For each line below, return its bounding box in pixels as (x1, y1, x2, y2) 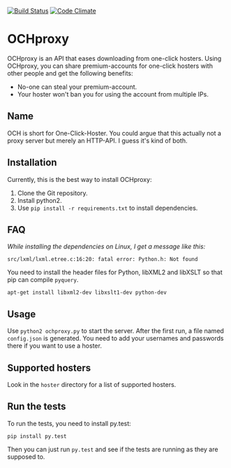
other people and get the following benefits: (7, 69, 134, 77)
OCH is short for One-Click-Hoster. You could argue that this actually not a (7, 129, 222, 137)
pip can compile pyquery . (7, 276, 79, 284)
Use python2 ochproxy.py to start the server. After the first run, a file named (7, 327, 225, 335)
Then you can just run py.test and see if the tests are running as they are (7, 445, 218, 453)
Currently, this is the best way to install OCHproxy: (7, 175, 152, 183)
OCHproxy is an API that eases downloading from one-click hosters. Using (7, 54, 222, 62)
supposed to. (7, 452, 45, 461)
